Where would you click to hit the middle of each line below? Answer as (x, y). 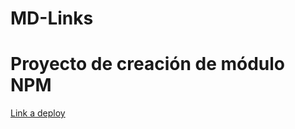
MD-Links (52, 18)
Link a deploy (38, 113)
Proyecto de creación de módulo (148, 64)
